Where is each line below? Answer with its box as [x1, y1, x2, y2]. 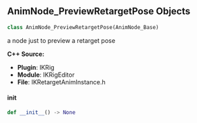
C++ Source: [7, 50, 45, 58]
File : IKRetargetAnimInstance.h [17, 77, 106, 86]
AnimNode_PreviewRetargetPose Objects [7, 6, 191, 17]
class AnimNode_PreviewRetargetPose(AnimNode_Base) [7, 23, 159, 30]
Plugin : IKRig [17, 63, 55, 71]
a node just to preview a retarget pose [7, 36, 115, 44]
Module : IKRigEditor [17, 70, 75, 79]
